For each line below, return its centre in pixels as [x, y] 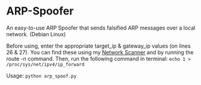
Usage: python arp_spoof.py [42, 75]
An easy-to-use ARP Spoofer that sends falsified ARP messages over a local [101, 28]
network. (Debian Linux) [36, 34]
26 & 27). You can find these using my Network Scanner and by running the [100, 52]
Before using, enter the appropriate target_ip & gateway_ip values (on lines [98, 46]
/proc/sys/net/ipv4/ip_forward [45, 65]
